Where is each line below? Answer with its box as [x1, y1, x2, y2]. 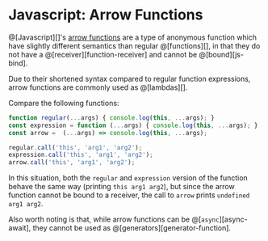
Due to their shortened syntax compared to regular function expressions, [8, 74, 251, 83]
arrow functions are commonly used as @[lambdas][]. [8, 82, 188, 92]
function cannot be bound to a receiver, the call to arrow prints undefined [8, 190, 250, 200]
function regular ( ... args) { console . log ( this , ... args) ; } [8, 113, 216, 122]
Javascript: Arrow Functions [8, 6, 203, 24]
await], [8, 223, 31, 233]
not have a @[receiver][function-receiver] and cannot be [8, 49, 198, 59]
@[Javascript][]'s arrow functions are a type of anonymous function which [8, 32, 257, 42]
